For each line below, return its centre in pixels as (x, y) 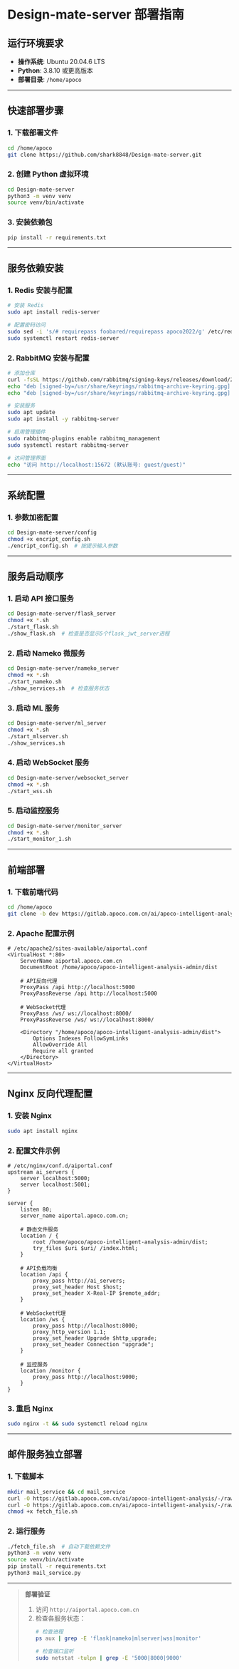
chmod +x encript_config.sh (49, 539)
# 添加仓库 (21, 373)
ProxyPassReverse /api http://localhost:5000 (89, 994)
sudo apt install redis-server (54, 312)
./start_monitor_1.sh (39, 839)
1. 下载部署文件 (33, 133)
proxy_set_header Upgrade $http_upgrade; (95, 1338)
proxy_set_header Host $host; (78, 1287)
